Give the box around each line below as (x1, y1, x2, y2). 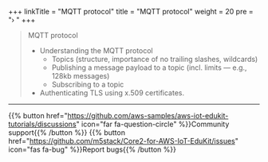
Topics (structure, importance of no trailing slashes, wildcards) (51, 55, 258, 64)
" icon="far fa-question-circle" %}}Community (76, 119, 230, 129)
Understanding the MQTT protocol (39, 46, 153, 55)
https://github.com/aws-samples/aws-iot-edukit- (67, 111, 229, 120)
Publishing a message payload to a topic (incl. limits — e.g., (51, 63, 247, 72)
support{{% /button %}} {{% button (8, 128, 126, 137)
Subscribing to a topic (51, 79, 124, 89)
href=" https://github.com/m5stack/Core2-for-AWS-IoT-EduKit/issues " (8, 137, 239, 145)
